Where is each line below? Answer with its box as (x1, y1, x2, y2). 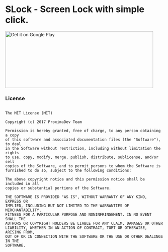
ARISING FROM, (5, 230, 35, 235)
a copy (5, 133, 19, 138)
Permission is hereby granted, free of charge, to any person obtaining (5, 129, 161, 134)
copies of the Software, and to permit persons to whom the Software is (5, 164, 161, 169)
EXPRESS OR (5, 199, 28, 204)
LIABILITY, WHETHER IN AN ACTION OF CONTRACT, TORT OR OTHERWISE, (5, 225, 147, 230)
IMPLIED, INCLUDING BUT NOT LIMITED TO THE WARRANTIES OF (5, 203, 129, 209)
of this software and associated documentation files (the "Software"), (5, 137, 161, 142)
